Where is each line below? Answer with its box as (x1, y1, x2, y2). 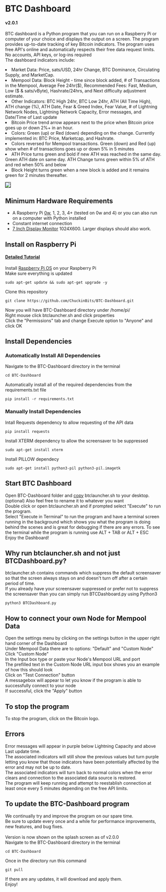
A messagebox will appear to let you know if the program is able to (5, 677, 141, 683)
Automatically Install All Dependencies (5, 352, 101, 359)
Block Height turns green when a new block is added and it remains (11, 167, 150, 173)
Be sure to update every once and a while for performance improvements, (5, 818, 156, 824)
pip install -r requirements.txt (5, 397, 74, 402)
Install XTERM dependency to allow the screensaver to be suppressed (5, 438, 148, 444)
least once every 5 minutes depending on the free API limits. (5, 785, 128, 791)
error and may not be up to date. (5, 764, 72, 770)
